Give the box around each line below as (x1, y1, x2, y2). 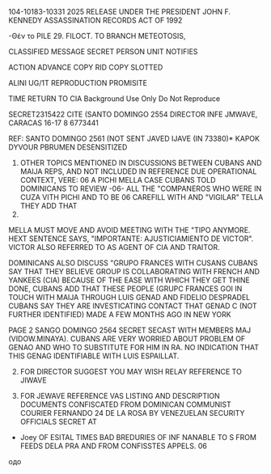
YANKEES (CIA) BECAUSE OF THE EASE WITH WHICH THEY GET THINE (8, 275, 251, 285)
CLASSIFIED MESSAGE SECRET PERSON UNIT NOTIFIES (8, 47, 198, 56)
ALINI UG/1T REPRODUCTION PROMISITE (8, 78, 148, 87)
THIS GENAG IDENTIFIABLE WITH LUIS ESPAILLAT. (8, 351, 180, 361)
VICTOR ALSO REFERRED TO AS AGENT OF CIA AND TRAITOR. (8, 243, 220, 252)
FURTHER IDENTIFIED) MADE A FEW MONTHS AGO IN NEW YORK (8, 310, 232, 319)
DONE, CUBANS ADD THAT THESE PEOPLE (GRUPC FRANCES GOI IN (8, 284, 243, 294)
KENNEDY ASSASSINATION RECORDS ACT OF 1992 (8, 15, 183, 25)
